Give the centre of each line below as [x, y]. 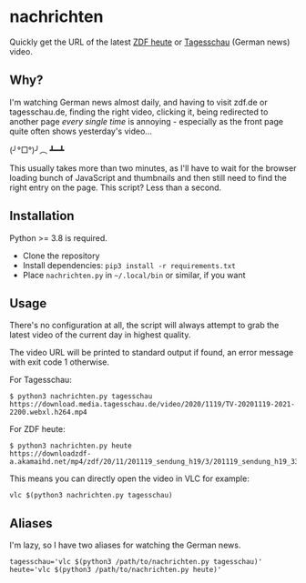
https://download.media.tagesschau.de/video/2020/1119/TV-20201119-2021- [153, 405]
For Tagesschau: [41, 380]
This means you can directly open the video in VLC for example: [130, 478]
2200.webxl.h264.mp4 [49, 412]
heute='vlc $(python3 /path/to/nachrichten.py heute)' [116, 570]
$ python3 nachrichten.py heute [71, 446]
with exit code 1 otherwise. [59, 362]
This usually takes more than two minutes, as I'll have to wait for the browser [153, 168]
